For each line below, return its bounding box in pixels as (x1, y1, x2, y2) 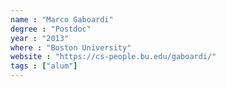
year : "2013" (10, 33, 70, 43)
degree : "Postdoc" (10, 24, 92, 34)
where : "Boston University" (10, 42, 132, 53)
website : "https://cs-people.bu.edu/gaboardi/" (10, 52, 217, 62)
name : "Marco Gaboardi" (10, 14, 114, 25)
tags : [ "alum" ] (10, 61, 78, 71)
